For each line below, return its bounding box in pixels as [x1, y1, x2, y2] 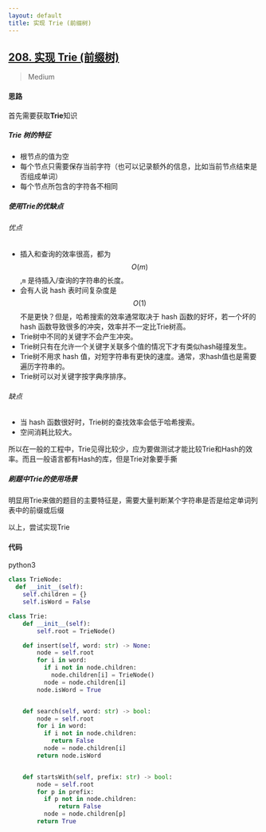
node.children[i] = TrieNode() [50, 671, 155, 679]
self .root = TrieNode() [37, 627, 115, 635]
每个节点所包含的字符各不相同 [19, 182, 118, 191]
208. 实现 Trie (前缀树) [8, 50, 119, 64]
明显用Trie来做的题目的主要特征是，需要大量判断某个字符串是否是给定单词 [8, 495, 252, 506]
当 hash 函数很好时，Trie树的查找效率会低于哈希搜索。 [19, 417, 199, 427]
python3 [8, 561, 36, 570]
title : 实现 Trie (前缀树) [8, 19, 92, 27]
